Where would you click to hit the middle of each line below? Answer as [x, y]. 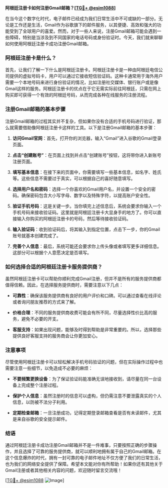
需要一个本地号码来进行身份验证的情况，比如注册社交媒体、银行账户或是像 [82, 82]
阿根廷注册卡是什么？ [31, 58]
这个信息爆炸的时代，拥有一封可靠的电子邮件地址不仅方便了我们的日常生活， [84, 458]
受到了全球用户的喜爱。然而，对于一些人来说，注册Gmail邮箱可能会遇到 [83, 31]
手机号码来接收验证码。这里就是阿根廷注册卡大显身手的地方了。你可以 [85, 212]
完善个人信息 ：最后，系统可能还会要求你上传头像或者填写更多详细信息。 [87, 246]
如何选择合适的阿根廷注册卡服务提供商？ [54, 267]
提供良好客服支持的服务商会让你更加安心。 [56, 336]
